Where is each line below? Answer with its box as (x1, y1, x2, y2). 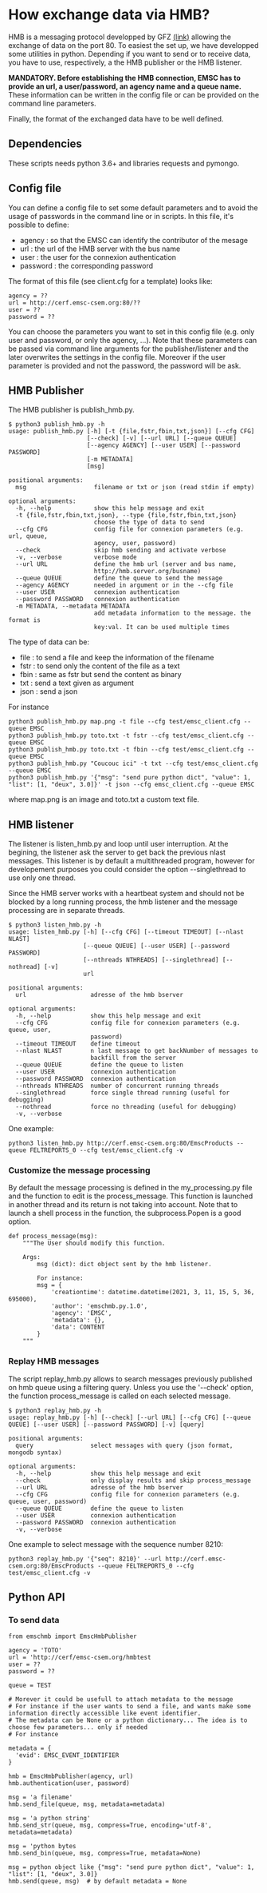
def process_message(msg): (8, 1233, 98, 1241)
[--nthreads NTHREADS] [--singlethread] (83, 956, 219, 964)
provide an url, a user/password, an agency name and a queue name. (8, 82, 241, 91)
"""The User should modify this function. (22, 1239, 166, 1248)
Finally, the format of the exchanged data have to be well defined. (8, 114, 224, 123)
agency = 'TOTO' (8, 1647, 62, 1655)
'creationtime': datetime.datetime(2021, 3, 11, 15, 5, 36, (50, 1289, 255, 1297)
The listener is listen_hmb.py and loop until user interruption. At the (8, 839, 229, 849)
